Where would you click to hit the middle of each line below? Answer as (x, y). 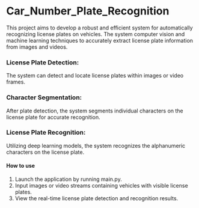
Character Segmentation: (44, 97)
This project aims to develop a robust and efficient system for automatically (100, 28)
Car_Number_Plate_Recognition (88, 11)
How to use (20, 166)
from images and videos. (37, 47)
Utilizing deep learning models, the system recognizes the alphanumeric (96, 145)
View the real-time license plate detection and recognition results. (96, 198)
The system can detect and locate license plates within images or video (95, 76)
